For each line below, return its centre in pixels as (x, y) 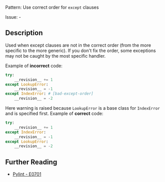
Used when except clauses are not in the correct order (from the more (78, 45)
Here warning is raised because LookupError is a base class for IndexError (82, 108)
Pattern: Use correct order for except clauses (52, 7)
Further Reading (31, 162)
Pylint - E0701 (27, 174)
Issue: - (13, 17)
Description (24, 33)
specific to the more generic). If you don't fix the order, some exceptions (81, 51)
